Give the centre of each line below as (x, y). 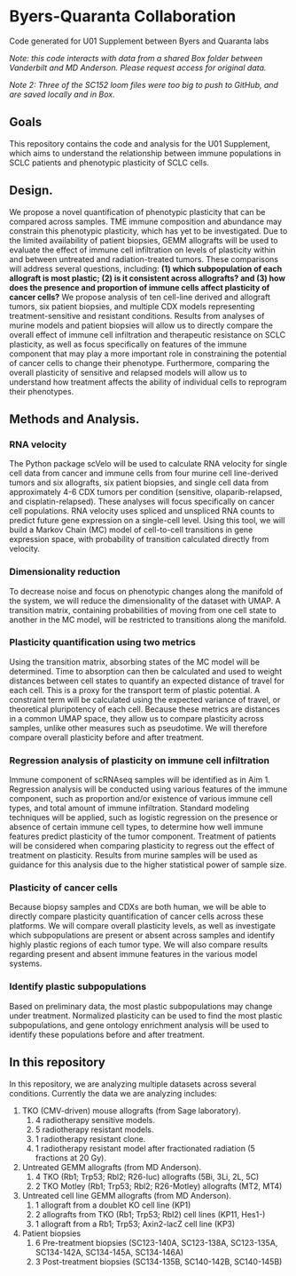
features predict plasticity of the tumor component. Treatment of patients (143, 836)
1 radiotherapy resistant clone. (90, 1138)
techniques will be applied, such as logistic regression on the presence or (144, 817)
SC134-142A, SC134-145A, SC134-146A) (109, 1252)
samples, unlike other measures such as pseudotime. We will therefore (138, 728)
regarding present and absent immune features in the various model (133, 954)
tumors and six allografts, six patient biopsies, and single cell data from (139, 482)
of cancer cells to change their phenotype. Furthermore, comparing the (140, 363)
